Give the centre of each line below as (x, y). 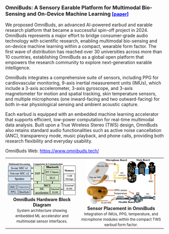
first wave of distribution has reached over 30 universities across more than (84, 52)
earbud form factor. (121, 225)
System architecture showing (42, 210)
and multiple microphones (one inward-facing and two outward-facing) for (82, 99)
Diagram (42, 205)
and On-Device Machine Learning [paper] (78, 14)
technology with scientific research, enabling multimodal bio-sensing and (81, 41)
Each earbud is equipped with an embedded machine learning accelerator (82, 114)
